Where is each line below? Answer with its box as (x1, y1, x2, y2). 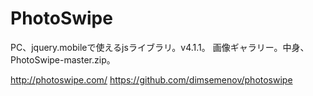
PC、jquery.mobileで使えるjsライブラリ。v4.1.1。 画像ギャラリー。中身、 (10, 41, 310, 53)
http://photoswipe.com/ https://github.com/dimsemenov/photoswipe (10, 73, 293, 86)
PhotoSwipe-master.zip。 (10, 53, 116, 66)
